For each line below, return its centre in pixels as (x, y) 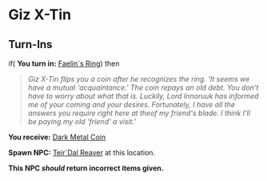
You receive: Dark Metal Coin (57, 137)
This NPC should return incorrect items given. (86, 168)
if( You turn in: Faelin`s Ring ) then (64, 63)
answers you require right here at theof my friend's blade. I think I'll (139, 113)
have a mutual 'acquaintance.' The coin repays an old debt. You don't (143, 87)
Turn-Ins (30, 44)
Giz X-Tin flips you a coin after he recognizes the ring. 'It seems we (139, 79)
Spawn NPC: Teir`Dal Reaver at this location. (82, 153)
